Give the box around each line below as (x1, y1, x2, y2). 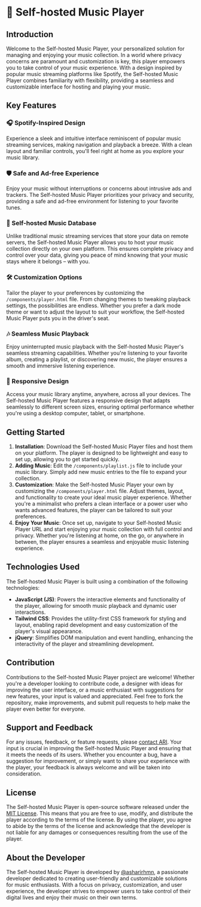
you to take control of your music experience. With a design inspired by (6, 64, 182, 71)
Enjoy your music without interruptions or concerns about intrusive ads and (6, 185, 192, 192)
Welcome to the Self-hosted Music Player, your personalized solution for (6, 45, 185, 52)
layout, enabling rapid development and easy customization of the (14, 621, 178, 628)
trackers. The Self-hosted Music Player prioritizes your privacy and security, (6, 191, 194, 198)
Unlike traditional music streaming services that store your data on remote (6, 233, 189, 240)
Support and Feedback (6, 723, 93, 732)
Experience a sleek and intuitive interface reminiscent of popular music (6, 135, 181, 142)
